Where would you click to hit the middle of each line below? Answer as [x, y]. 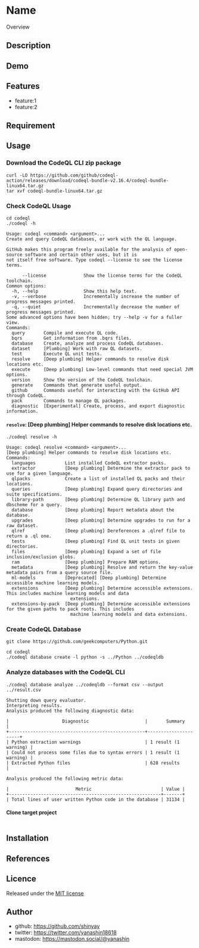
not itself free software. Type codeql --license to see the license [94, 260]
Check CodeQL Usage [39, 206]
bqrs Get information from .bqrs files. [72, 338]
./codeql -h [21, 223]
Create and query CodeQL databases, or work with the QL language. [92, 239]
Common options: [26, 286]
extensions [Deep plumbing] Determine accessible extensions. [102, 588]
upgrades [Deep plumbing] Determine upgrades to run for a [101, 521]
